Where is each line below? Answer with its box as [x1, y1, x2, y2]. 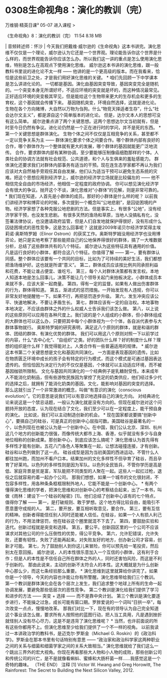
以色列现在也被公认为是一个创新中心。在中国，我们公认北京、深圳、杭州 [13, 424, 162, 430]
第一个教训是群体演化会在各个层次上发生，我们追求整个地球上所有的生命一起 [5, 580, 162, 586]
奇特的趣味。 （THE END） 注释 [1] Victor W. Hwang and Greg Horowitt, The [5, 662, 161, 668]
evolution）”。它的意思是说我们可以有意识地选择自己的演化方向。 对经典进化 [5, 393, 160, 399]
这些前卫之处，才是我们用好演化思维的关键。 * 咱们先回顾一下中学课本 [13, 74, 158, 80]
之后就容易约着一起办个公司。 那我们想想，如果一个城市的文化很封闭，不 [9, 474, 159, 480]
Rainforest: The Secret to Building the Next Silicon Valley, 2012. [5, 667, 134, 673]
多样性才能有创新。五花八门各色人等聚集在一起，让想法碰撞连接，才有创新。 [5, 443, 162, 449]
